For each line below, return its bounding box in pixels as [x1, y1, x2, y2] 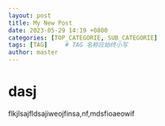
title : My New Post [8, 19, 73, 27]
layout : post [8, 11, 52, 20]
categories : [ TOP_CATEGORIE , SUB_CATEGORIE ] [8, 33, 158, 42]
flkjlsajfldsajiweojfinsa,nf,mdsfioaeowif [8, 109, 135, 118]
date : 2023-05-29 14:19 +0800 [8, 26, 109, 34]
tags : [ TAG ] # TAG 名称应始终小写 [8, 41, 129, 49]
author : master [8, 48, 59, 56]
